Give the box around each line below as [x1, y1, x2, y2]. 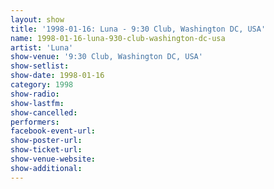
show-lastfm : [10, 98, 65, 108]
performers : [10, 117, 60, 127]
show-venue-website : [10, 154, 97, 164]
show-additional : [10, 163, 83, 173]
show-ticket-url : [10, 145, 83, 155]
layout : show [10, 14, 65, 25]
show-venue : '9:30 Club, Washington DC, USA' [10, 52, 203, 62]
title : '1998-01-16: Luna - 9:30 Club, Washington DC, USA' [10, 24, 267, 34]
